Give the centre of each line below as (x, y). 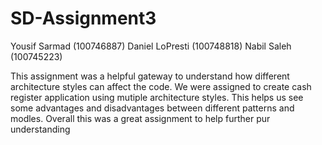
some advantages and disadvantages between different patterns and (152, 108)
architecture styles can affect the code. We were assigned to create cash (161, 86)
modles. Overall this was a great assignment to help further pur (140, 118)
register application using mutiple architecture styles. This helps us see (157, 97)
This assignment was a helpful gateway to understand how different (150, 76)
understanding (40, 129)
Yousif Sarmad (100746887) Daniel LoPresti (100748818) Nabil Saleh (151, 46)
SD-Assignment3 (83, 18)
